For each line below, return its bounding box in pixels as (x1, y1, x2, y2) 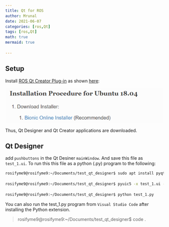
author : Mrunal (5, 13, 37, 19)
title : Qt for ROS (5, 8, 44, 13)
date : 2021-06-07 (5, 19, 42, 24)
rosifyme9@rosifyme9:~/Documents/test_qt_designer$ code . (17, 216, 146, 222)
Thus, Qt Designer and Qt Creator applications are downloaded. (5, 127, 137, 133)
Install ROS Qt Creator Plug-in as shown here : (5, 78, 100, 84)
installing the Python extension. (5, 206, 70, 212)
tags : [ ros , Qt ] (5, 29, 37, 35)
